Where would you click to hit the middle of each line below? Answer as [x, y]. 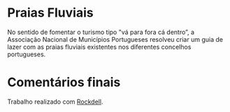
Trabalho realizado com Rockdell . [55, 102]
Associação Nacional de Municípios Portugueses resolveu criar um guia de [115, 39]
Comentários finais [64, 82]
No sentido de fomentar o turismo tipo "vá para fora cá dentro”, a [101, 32]
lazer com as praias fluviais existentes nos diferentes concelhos [99, 47]
